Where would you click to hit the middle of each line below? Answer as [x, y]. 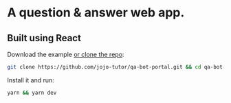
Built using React [44, 38]
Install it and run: [31, 80]
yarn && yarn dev [32, 93]
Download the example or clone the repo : [66, 54]
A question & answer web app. [96, 13]
